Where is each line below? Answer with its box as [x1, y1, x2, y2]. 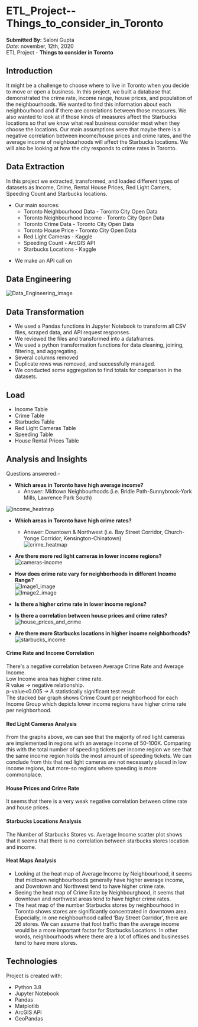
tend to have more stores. [14, 939, 78, 946]
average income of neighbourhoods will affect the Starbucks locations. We [6, 138, 188, 146]
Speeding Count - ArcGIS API [23, 239, 96, 246]
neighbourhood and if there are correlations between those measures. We [6, 106, 187, 114]
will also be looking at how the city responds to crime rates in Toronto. [6, 144, 177, 151]
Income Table [14, 406, 48, 412]
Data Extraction [6, 162, 65, 172]
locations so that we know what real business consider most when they [6, 120, 180, 127]
